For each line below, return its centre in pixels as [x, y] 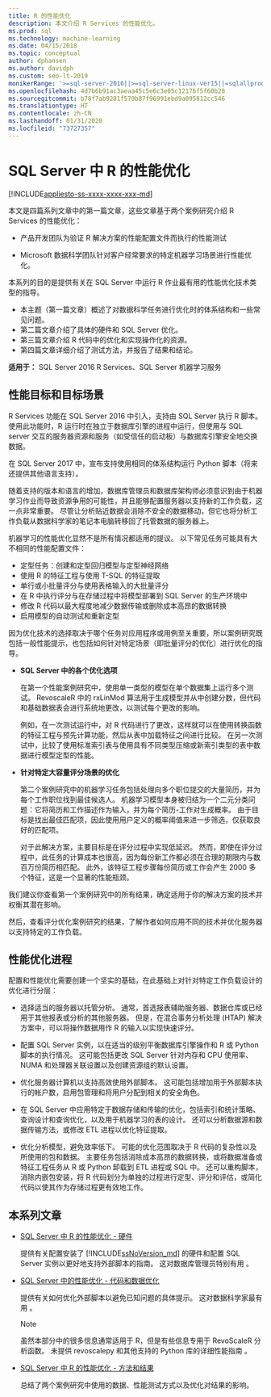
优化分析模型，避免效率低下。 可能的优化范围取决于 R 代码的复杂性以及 [138, 1147]
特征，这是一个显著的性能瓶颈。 [80, 877]
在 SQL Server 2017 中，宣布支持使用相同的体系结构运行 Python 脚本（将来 [133, 463]
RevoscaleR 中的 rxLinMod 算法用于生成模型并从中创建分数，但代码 [148, 697]
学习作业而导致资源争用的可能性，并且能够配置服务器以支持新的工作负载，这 [135, 501]
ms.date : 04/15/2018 [43, 46]
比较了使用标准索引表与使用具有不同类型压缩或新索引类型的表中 [148, 745]
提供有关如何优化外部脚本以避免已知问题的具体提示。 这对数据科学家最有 [141, 1298]
